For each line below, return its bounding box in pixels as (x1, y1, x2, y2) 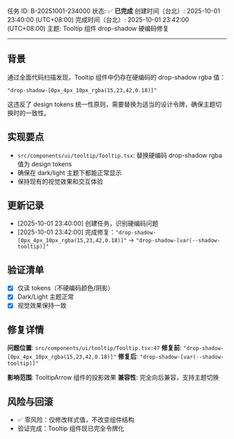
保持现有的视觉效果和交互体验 (17, 177, 103, 186)
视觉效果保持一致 (17, 302, 67, 310)
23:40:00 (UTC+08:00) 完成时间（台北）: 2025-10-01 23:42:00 (7, 15, 189, 24)
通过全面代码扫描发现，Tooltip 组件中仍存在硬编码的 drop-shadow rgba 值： (7, 73, 226, 81)
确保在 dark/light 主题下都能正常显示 (17, 168, 122, 177)
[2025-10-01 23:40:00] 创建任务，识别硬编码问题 (17, 219, 159, 228)
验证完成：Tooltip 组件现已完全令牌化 (17, 424, 125, 433)
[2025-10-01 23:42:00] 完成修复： (17, 228, 116, 237)
